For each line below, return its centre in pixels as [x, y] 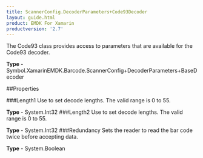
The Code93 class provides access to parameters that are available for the [99, 46]
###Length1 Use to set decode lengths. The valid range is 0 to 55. [88, 100]
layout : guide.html [31, 18]
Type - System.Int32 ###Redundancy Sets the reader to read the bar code [99, 130]
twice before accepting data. [42, 137]
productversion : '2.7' [35, 29]
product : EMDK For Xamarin [40, 23]
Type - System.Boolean [36, 148]
